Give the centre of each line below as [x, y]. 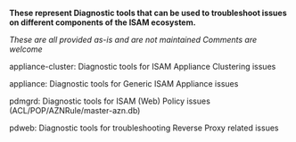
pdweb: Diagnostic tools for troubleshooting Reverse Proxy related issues [144, 128]
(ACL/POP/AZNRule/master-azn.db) [75, 110]
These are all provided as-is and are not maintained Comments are [133, 40]
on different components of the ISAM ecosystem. [103, 22]
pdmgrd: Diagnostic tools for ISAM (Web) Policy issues [110, 101]
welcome [26, 49]
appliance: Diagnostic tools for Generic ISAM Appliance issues [124, 84]
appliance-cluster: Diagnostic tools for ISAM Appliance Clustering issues [143, 67]
